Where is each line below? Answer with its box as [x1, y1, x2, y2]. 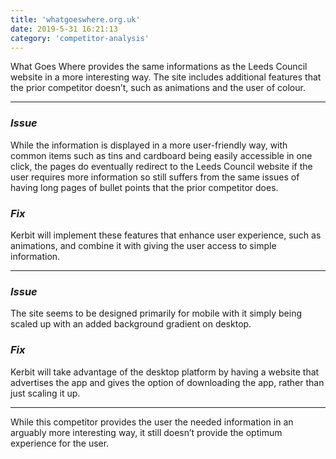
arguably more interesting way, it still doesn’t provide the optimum [10, 426, 283, 438]
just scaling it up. [10, 387, 81, 399]
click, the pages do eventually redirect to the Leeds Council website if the [10, 160, 313, 172]
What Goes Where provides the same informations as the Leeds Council [10, 61, 308, 73]
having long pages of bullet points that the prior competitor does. [10, 181, 279, 193]
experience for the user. [10, 437, 110, 449]
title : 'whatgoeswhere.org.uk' [10, 14, 141, 25]
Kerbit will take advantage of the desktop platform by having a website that [10, 366, 320, 378]
